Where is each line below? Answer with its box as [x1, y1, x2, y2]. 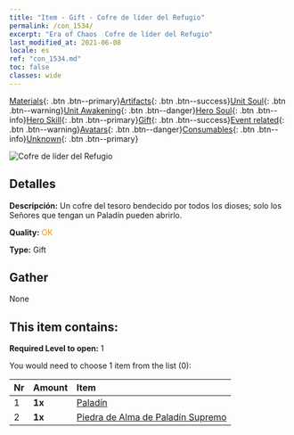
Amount [32, 382, 69, 394]
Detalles [9, 176, 56, 192]
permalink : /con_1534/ [9, 21, 94, 30]
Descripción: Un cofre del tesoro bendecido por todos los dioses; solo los [9, 200, 282, 210]
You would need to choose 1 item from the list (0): [9, 360, 192, 371]
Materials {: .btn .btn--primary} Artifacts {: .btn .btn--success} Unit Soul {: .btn [9, 95, 287, 106]
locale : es [9, 46, 50, 55]
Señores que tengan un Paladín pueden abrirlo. [9, 209, 183, 220]
